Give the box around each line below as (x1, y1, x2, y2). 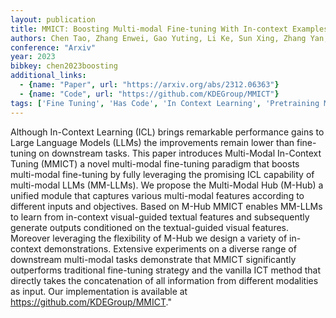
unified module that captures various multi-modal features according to (10, 189, 305, 201)
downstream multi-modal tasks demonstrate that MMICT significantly (10, 253, 297, 265)
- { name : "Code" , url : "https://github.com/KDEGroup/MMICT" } (19, 89, 280, 99)
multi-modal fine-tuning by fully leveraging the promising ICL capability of (10, 168, 315, 180)
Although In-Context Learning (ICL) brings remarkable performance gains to (10, 126, 325, 138)
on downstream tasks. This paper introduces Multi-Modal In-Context (38, 147, 322, 159)
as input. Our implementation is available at (10, 285, 188, 297)
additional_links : (10, 71, 87, 81)
